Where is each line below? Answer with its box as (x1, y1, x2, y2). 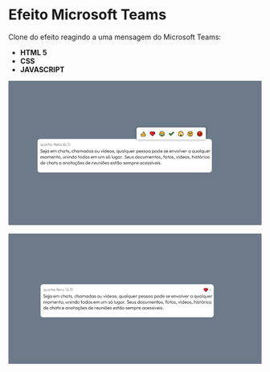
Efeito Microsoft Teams (8, 6, 167, 24)
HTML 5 (19, 47, 47, 57)
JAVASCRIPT (19, 64, 65, 74)
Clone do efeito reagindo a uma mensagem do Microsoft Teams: (8, 32, 222, 42)
